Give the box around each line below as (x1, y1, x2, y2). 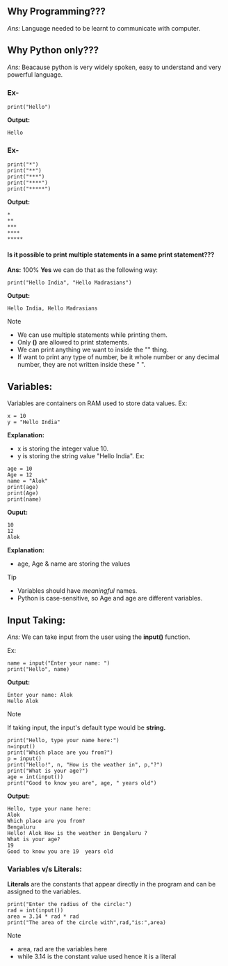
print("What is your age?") (7, 767, 89, 775)
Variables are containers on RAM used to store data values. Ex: (7, 399, 188, 407)
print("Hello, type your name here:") (7, 737, 120, 744)
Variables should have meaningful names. (17, 587, 138, 595)
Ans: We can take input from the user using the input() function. (7, 633, 191, 641)
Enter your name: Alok (7, 692, 73, 699)
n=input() (7, 743, 36, 750)
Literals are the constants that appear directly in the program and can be (7, 880, 216, 889)
